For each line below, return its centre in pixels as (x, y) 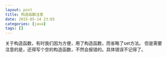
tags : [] (14, 28)
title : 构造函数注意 (24, 14)
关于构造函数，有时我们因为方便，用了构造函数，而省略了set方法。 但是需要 (84, 43)
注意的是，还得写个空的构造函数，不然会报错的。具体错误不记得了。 (75, 49)
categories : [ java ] (26, 24)
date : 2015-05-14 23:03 (30, 19)
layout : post (19, 10)
